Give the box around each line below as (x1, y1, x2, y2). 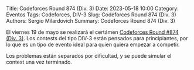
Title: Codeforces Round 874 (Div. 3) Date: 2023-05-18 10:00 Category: (6, 5, 179, 12)
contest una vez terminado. (6, 58, 72, 65)
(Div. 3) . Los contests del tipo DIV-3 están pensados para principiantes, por (6, 35, 189, 41)
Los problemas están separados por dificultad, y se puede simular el (6, 52, 172, 59)
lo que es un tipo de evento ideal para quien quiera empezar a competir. (6, 41, 180, 48)
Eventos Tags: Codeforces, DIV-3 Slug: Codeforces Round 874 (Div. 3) (6, 11, 177, 18)
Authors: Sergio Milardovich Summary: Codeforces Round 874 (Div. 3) (6, 17, 176, 24)
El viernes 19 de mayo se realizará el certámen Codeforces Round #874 (6, 29, 179, 36)
